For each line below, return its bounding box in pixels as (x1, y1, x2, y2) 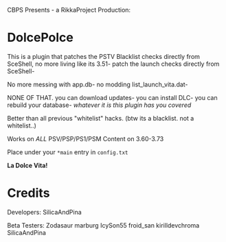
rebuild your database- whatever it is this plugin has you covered (7, 101, 192, 109)
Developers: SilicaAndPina (7, 208, 82, 216)
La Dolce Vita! (7, 161, 48, 169)
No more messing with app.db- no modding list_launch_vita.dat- (7, 80, 188, 88)
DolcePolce (7, 30, 74, 45)
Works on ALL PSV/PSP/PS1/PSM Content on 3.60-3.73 (7, 134, 164, 143)
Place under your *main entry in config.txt (7, 147, 128, 156)
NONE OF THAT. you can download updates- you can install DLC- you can (7, 93, 218, 101)
